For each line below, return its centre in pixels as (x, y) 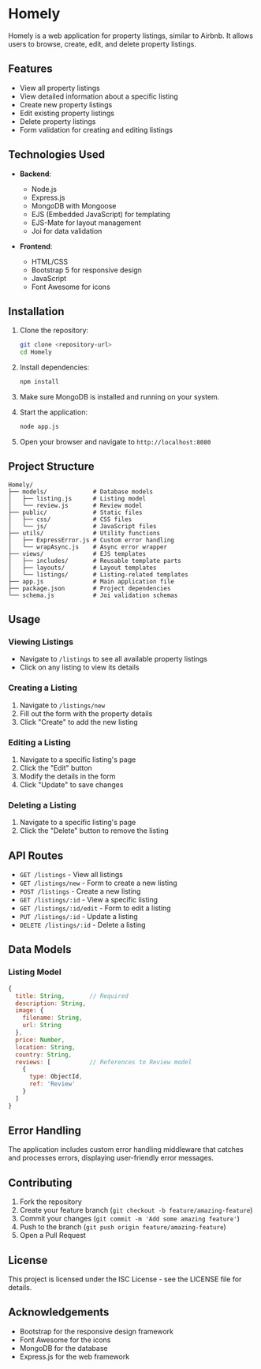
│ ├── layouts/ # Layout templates (82, 568)
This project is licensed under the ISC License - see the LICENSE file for (125, 1279)
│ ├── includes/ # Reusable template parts (95, 561)
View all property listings (60, 88)
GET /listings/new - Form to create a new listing (98, 883)
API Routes (36, 855)
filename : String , (52, 1018)
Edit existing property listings (67, 113)
